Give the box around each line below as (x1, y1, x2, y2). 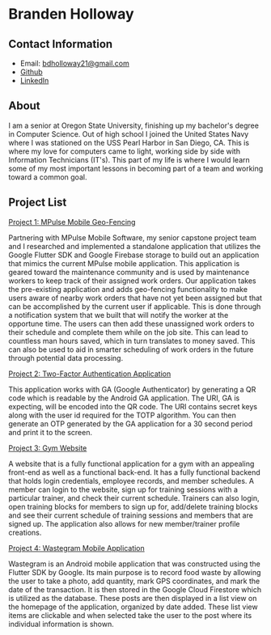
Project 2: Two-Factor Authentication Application (8, 369, 171, 379)
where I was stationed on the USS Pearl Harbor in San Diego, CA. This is (8, 138, 249, 147)
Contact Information (8, 37, 113, 51)
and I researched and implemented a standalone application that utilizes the (8, 241, 261, 251)
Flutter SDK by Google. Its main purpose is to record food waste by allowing (8, 567, 261, 577)
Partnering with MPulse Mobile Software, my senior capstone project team (8, 232, 256, 243)
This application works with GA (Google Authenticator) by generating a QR (8, 384, 256, 394)
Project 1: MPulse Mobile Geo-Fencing (8, 217, 136, 226)
